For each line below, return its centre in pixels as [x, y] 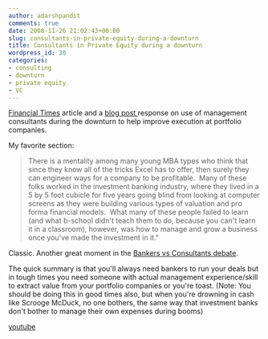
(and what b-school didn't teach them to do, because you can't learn [142, 220]
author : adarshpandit [45, 16]
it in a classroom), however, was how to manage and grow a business [143, 229]
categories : [28, 61]
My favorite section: [41, 146]
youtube [22, 327]
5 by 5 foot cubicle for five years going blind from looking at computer [144, 195]
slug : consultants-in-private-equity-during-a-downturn [104, 38]
